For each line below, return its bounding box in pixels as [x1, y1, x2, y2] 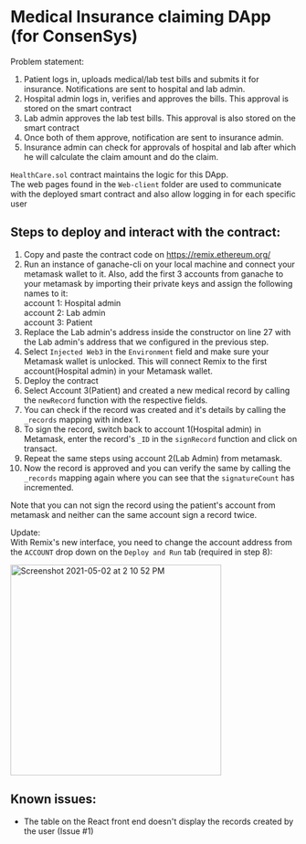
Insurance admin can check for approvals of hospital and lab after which [23, 142, 297, 153]
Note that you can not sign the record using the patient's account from [10, 500, 277, 511]
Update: [10, 527, 41, 538]
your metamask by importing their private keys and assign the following [23, 278, 293, 289]
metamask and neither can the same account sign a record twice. [10, 509, 258, 520]
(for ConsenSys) [10, 26, 138, 47]
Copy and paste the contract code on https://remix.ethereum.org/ [23, 248, 271, 259]
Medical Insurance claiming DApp [10, 6, 272, 27]
